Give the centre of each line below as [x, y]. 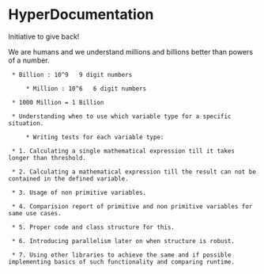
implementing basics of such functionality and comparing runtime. [122, 262]
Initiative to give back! [44, 36]
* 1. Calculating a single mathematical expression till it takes [123, 151]
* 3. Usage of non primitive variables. [79, 192]
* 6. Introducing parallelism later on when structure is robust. [123, 241]
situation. [26, 123]
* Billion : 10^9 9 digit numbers [72, 74]
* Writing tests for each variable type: [95, 137]
